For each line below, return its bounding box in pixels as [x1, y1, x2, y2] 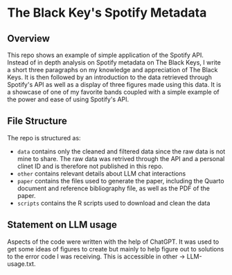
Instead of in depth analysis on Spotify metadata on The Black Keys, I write [7, 58, 222, 67]
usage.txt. [7, 259, 36, 268]
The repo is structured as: [7, 133, 81, 142]
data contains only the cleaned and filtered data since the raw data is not [17, 147, 226, 156]
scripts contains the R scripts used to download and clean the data [17, 199, 211, 207]
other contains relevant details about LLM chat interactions [17, 169, 186, 178]
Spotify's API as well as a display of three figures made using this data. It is [7, 81, 222, 88]
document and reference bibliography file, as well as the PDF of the [17, 184, 210, 192]
